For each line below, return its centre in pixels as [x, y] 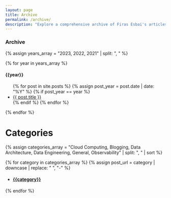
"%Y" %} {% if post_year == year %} [51, 91]
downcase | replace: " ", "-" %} [38, 168]
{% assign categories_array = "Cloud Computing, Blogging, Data [73, 147]
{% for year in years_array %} [36, 63]
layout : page [19, 10]
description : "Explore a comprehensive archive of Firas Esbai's [76, 24]
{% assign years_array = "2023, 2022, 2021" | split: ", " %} [67, 53]
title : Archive [21, 15]
